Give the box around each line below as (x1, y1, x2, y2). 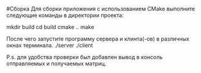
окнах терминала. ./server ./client (6, 42, 93, 49)
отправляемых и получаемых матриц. (6, 60, 107, 67)
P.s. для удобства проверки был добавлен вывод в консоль (6, 54, 163, 60)
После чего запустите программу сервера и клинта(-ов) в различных (6, 35, 190, 42)
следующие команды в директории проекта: (6, 12, 124, 19)
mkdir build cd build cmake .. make (6, 24, 94, 30)
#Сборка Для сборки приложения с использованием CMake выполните (6, 5, 195, 12)
